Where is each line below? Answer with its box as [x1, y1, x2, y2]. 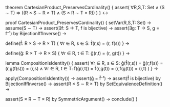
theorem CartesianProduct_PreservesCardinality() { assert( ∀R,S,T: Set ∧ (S [5, 5, 165, 10]
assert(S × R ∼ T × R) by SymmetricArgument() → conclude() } [5, 96, 138, 102]
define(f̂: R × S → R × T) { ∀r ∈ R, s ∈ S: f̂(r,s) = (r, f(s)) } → [5, 40, 130, 46]
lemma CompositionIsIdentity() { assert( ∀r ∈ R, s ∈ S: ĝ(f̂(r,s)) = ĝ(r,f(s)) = [5, 60, 163, 66]
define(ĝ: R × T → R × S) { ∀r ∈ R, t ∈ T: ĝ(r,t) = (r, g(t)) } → [5, 50, 130, 56]
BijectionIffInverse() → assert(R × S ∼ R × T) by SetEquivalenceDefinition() [5, 81, 163, 87]
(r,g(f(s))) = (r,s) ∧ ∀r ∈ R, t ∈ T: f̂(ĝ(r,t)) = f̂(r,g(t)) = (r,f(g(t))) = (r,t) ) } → [5, 66, 158, 71]
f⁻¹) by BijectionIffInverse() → [5, 31, 67, 36]
